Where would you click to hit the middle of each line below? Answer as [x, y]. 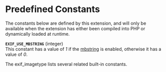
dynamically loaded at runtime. [38, 34]
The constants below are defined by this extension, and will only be [76, 23]
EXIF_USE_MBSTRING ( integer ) [34, 43]
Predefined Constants [53, 9]
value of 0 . [16, 54]
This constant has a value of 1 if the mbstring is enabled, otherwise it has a [83, 49]
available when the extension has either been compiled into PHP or [75, 28]
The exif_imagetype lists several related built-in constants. [66, 64]
